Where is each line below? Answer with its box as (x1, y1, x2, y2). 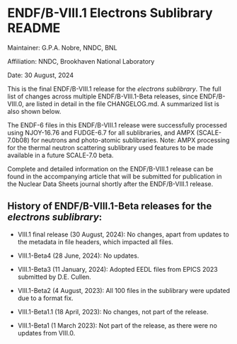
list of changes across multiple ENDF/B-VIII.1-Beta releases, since (7, 92, 198, 101)
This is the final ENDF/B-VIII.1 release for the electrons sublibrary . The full (7, 84, 221, 93)
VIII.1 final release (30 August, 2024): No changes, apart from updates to (17, 230, 230, 239)
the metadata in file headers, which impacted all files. (17, 237, 173, 246)
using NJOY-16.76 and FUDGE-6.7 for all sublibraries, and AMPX (7, 128, 195, 137)
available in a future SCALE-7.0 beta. (7, 151, 114, 159)
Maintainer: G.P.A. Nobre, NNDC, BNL (7, 43, 118, 52)
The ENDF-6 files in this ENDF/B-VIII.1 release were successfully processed (7, 120, 228, 129)
